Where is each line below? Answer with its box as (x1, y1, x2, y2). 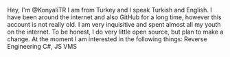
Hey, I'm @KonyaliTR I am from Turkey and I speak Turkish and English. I (7, 6, 212, 14)
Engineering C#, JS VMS (7, 43, 78, 50)
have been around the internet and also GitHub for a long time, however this (7, 13, 222, 21)
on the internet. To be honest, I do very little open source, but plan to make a (7, 27, 224, 36)
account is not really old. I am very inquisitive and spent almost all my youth (7, 21, 221, 28)
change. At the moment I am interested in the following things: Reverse (7, 35, 207, 43)
